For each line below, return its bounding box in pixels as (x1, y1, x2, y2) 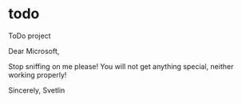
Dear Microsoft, (8, 46, 60, 55)
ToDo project (8, 31, 51, 40)
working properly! (8, 70, 67, 79)
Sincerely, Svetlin (8, 85, 65, 95)
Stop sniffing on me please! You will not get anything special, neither (8, 61, 234, 71)
